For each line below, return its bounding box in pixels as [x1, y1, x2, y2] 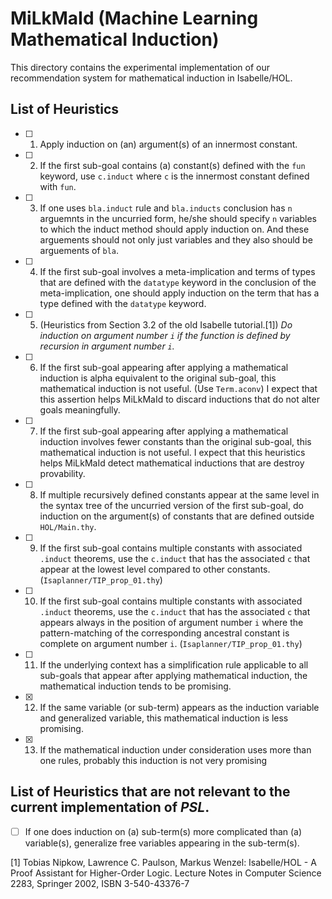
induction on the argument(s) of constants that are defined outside [39, 510, 315, 522]
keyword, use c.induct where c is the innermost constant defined [39, 170, 310, 182]
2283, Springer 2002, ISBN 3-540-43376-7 [10, 877, 190, 889]
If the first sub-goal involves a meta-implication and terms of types [39, 265, 316, 277]
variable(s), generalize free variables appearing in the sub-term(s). [24, 837, 300, 849]
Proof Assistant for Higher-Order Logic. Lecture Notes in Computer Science [10, 867, 322, 879]
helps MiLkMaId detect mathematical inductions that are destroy [39, 457, 305, 469]
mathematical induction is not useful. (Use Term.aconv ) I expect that [39, 382, 318, 394]
